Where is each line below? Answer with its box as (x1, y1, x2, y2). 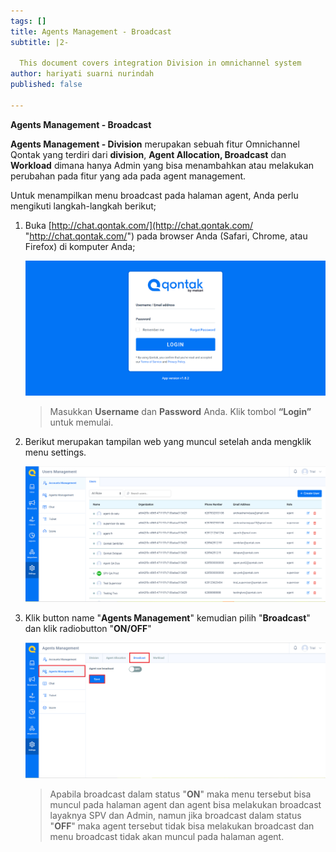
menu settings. (24, 446, 87, 458)
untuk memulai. (49, 416, 114, 428)
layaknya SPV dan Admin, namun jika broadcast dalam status (49, 810, 302, 822)
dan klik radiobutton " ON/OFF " (24, 623, 152, 635)
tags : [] (10, 16, 47, 26)
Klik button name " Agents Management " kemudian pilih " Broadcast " (24, 612, 311, 624)
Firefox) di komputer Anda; (24, 240, 136, 252)
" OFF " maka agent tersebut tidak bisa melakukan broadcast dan (49, 820, 315, 832)
